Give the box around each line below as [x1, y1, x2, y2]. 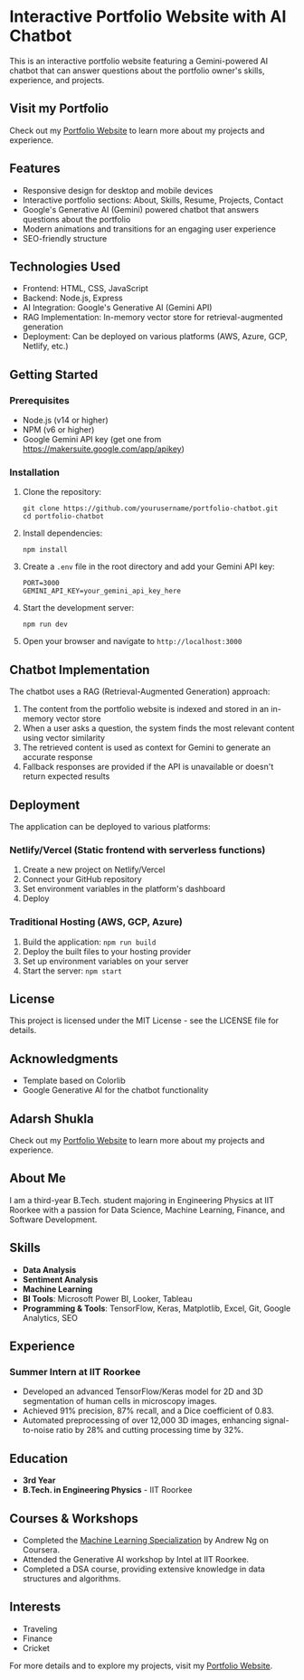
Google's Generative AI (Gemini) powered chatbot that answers [22, 204, 260, 214]
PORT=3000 [22, 579, 61, 588]
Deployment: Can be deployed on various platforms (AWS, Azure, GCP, [22, 331, 288, 342]
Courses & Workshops [9, 1511, 138, 1526]
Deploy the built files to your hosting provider [22, 945, 192, 956]
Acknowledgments [9, 1051, 119, 1067]
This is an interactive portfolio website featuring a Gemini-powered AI [9, 55, 269, 66]
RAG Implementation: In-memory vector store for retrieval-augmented [22, 312, 283, 323]
